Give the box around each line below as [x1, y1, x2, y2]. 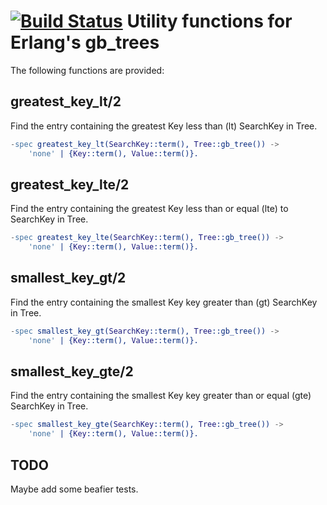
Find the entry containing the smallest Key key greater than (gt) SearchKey [10, 296, 318, 308]
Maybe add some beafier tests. [10, 483, 139, 495]
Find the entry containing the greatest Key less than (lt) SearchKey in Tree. [10, 120, 318, 132]
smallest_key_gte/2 [10, 363, 134, 380]
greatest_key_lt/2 [10, 93, 122, 110]
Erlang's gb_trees [10, 31, 160, 54]
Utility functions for [126, 10, 293, 33]
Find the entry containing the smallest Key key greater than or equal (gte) [10, 390, 312, 402]
